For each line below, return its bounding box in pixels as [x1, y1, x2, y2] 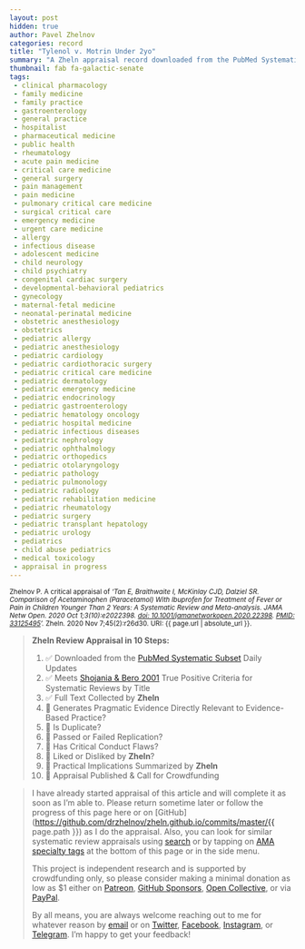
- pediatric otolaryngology [13, 460, 120, 470]
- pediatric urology [13, 529, 92, 538]
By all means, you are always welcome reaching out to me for [31, 909, 262, 920]
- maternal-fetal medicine [13, 301, 116, 310]
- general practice [13, 114, 88, 124]
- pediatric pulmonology [13, 478, 107, 487]
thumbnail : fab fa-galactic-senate [9, 64, 144, 74]
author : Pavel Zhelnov [9, 30, 95, 39]
